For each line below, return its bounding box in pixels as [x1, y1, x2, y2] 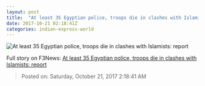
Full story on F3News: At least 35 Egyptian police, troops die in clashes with [6, 54, 197, 62]
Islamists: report [6, 61, 47, 68]
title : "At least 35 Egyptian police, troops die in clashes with [6, 15, 182, 21]
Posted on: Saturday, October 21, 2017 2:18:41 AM [21, 73, 146, 80]
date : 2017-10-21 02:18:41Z [6, 20, 78, 26]
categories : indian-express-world [6, 26, 95, 32]
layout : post [6, 9, 40, 15]
